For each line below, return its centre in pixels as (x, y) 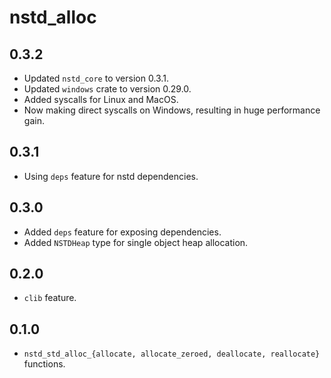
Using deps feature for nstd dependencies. (111, 176)
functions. (44, 364)
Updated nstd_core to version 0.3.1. (96, 78)
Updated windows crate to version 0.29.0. (107, 89)
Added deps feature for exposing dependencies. (122, 232)
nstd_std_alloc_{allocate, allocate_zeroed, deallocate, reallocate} (172, 354)
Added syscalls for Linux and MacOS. (101, 99)
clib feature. (50, 298)
